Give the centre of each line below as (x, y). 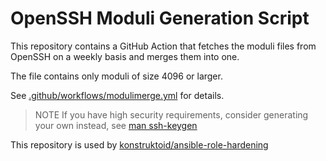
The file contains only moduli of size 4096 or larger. (116, 76)
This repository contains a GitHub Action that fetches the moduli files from (163, 46)
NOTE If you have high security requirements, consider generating (171, 114)
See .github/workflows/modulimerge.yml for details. (117, 95)
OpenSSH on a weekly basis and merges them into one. (125, 56)
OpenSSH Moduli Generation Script (160, 18)
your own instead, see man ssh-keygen (116, 125)
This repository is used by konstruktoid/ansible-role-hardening (139, 144)
